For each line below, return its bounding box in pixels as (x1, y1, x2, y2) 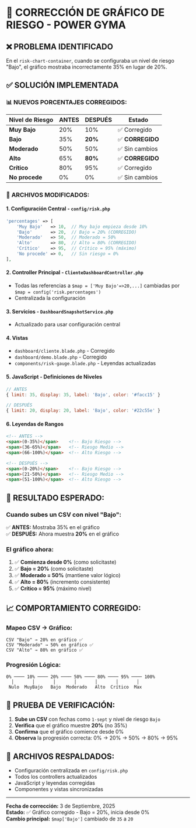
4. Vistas (6, 334, 28, 341)
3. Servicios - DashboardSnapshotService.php (6, 308, 114, 315)
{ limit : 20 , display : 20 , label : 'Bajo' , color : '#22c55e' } (6, 408, 160, 414)
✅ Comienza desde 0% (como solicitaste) (14, 558, 117, 565)
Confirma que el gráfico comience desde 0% (14, 728, 124, 735)
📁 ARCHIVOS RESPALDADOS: (6, 751, 115, 761)
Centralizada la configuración (14, 295, 86, 302)
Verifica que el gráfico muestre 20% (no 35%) (14, 722, 128, 729)
